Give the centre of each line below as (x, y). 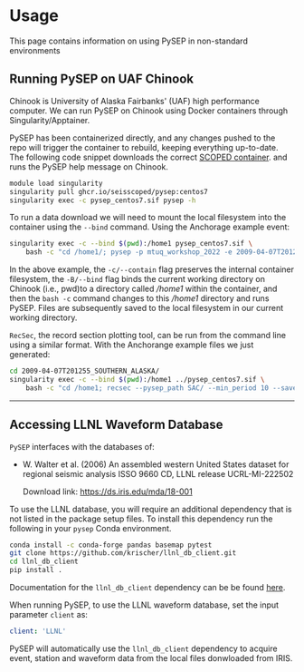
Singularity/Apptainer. (50, 120)
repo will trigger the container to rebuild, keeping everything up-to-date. (144, 147)
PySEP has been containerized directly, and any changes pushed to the (142, 138)
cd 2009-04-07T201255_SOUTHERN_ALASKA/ (85, 371)
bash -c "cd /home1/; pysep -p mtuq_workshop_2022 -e (129, 252)
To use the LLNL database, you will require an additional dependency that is (151, 509)
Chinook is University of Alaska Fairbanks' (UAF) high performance (134, 101)
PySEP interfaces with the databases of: (82, 446)
